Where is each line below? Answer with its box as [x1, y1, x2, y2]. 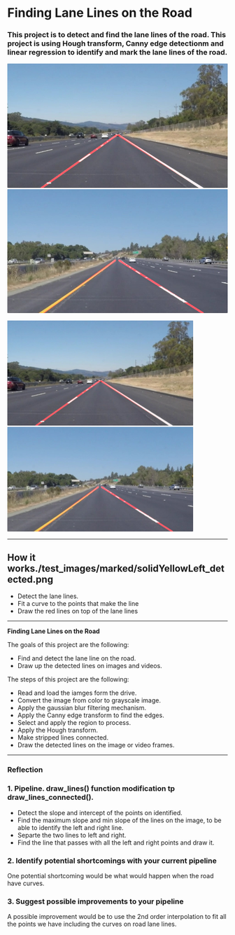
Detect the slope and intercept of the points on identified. [17, 808, 183, 817]
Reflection [7, 765, 43, 775]
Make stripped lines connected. [17, 733, 109, 742]
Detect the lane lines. [17, 592, 79, 600]
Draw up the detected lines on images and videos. [17, 662, 162, 670]
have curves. [7, 879, 45, 887]
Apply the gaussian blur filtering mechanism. [17, 704, 147, 712]
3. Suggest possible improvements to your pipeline [7, 896, 184, 906]
